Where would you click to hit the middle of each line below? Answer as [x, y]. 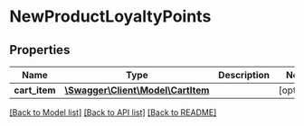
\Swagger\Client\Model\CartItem [137, 90]
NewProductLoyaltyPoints [110, 17]
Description [244, 75]
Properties [40, 50]
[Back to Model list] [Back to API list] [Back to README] [113, 112]
